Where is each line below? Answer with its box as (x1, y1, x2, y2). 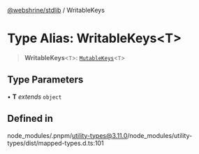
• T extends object (7, 92, 62, 101)
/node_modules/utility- (127, 131, 193, 139)
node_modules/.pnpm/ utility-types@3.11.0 (7, 131, 128, 139)
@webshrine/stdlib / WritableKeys (7, 6, 105, 14)
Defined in (7, 113, 54, 125)
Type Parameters (7, 73, 84, 86)
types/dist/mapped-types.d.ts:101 (7, 139, 104, 147)
